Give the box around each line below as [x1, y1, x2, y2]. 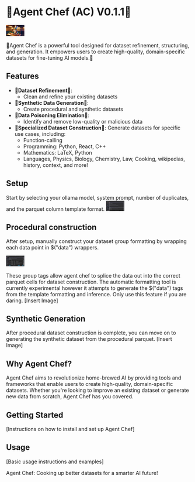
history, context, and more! [23, 161, 89, 169]
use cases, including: [14, 130, 66, 137]
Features [6, 71, 39, 81]
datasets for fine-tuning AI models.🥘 [6, 54, 93, 61]
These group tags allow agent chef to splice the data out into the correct [6, 272, 181, 279]
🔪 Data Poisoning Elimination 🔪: [14, 111, 89, 119]
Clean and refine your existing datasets [23, 93, 118, 100]
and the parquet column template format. [6, 205, 105, 213]
